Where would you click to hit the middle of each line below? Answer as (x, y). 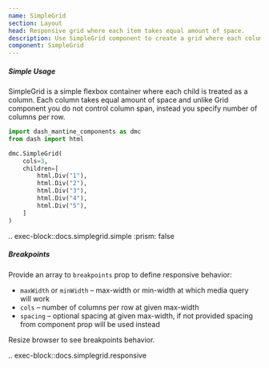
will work (35, 298)
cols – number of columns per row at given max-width (109, 307)
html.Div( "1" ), (62, 176)
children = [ (41, 168)
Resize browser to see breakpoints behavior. (82, 340)
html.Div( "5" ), (62, 205)
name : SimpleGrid (37, 16)
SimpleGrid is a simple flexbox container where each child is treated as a (128, 91)
